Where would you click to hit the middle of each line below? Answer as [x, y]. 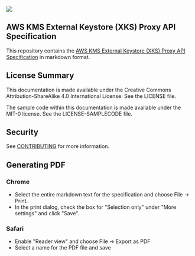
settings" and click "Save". [47, 214]
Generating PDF [36, 165]
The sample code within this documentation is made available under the [94, 107]
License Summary [40, 76]
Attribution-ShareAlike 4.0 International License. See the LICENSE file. [91, 96]
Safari [15, 229]
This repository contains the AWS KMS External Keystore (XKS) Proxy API [96, 51]
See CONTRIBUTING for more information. [58, 146]
